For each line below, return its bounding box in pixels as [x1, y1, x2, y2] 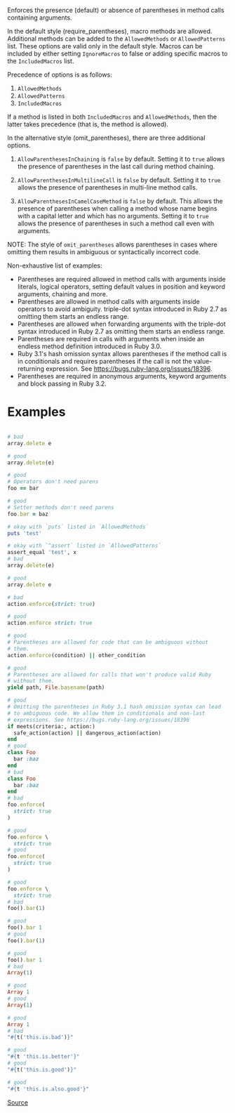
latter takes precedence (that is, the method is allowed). [7, 120, 168, 129]
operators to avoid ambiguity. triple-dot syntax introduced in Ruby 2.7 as [17, 305, 227, 313]
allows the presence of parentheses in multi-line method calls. [17, 183, 198, 192]
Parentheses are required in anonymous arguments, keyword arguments [17, 372, 227, 380]
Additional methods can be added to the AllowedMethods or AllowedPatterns [7, 34, 226, 43]
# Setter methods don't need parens [7, 503, 114, 511]
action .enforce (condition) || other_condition [7, 652, 146, 659]
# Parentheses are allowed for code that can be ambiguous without [7, 639, 209, 646]
